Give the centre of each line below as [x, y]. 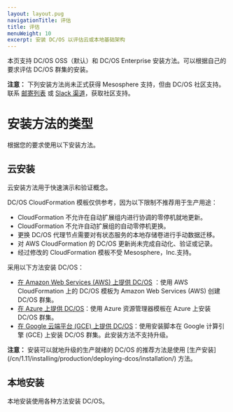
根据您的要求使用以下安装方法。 [53, 145]
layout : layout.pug [36, 14]
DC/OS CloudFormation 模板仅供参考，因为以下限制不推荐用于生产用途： [113, 202]
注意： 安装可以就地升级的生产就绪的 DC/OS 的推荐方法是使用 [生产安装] [112, 350]
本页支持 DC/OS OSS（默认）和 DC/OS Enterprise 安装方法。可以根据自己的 [117, 61]
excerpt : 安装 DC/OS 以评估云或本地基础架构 [66, 40]
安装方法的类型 [50, 124]
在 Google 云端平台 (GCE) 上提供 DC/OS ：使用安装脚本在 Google [111, 326]
